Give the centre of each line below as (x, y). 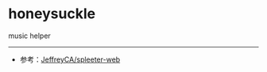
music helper (30, 36)
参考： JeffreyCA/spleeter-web (70, 59)
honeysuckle (52, 14)
